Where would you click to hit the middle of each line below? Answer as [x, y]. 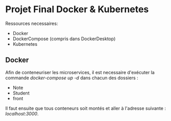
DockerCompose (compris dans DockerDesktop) [64, 39]
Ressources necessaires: [32, 23]
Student [21, 93]
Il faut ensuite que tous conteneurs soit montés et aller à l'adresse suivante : [86, 108]
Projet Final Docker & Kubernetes [77, 9]
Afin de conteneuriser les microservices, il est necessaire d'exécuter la [80, 72]
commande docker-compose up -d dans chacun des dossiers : [72, 78]
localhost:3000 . [22, 113]
